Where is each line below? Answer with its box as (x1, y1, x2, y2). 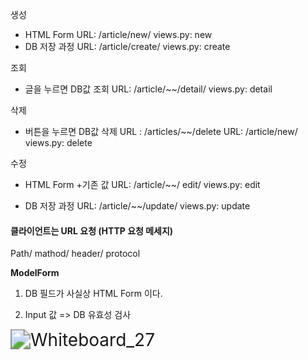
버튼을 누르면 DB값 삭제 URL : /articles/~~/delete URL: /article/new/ (24, 126, 298, 137)
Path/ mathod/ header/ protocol (10, 248, 141, 260)
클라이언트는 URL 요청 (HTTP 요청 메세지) (10, 224, 174, 237)
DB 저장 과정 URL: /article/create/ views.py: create (24, 41, 231, 52)
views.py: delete (24, 137, 93, 148)
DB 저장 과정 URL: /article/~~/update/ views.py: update (24, 200, 251, 212)
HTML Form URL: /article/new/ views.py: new (24, 29, 213, 40)
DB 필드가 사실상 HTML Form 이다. (24, 288, 163, 300)
